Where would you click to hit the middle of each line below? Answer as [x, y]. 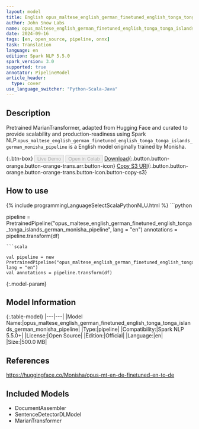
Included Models [38, 394]
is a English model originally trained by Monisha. [127, 146]
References [28, 361]
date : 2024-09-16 [28, 34]
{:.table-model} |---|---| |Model [44, 317]
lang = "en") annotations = [145, 229]
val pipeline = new [30, 257]
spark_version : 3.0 [30, 61]
